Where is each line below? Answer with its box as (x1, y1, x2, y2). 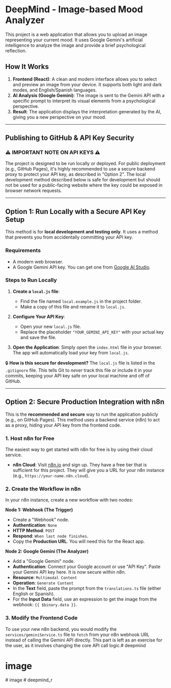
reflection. (5, 48, 27, 54)
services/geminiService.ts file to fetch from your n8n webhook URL (5, 631, 150, 637)
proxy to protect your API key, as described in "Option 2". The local (5, 171, 146, 177)
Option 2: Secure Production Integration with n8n (5, 397, 164, 407)
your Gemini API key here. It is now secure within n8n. (12, 569, 126, 575)
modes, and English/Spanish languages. (12, 87, 97, 93)
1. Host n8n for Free (5, 435, 54, 442)
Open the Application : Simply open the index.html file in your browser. (12, 344, 162, 350)
